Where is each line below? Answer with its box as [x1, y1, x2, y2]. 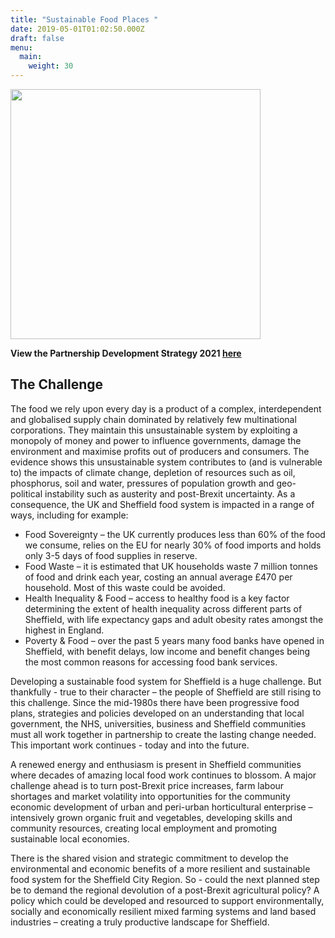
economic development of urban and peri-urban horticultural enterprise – [10, 801, 313, 813]
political [10, 487, 43, 500]
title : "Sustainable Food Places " [10, 14, 159, 25]
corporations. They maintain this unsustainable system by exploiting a [10, 424, 298, 436]
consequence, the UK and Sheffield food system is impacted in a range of [10, 498, 315, 510]
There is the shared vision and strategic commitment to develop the [10, 852, 289, 864]
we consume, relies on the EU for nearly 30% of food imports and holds [24, 539, 322, 551]
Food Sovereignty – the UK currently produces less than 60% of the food [24, 528, 326, 540]
